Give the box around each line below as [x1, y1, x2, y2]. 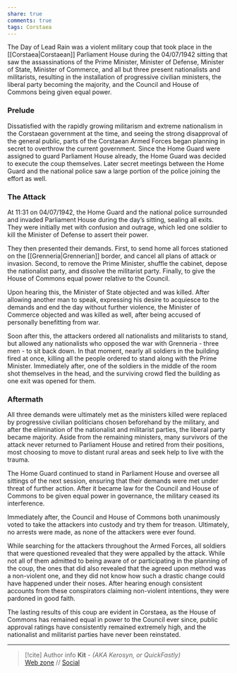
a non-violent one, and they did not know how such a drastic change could [7, 572, 225, 580]
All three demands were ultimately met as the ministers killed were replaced [7, 411, 227, 419]
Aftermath [7, 394, 44, 404]
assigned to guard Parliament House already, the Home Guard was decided [7, 151, 226, 160]
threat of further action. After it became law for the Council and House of [7, 484, 219, 493]
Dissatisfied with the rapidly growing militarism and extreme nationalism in [7, 122, 224, 130]
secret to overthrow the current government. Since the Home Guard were [7, 144, 221, 153]
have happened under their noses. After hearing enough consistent [7, 579, 203, 587]
